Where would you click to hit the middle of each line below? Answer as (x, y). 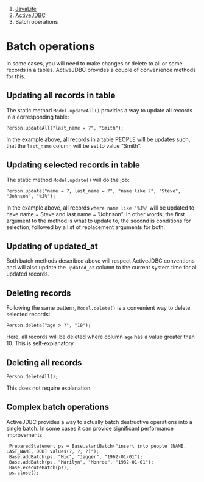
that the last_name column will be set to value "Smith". (74, 145)
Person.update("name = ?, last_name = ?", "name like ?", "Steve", (94, 191)
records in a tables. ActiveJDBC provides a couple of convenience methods (101, 70)
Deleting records (39, 293)
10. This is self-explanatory (40, 343)
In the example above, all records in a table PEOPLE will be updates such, (98, 139)
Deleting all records (44, 363)
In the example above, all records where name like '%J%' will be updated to (100, 208)
